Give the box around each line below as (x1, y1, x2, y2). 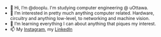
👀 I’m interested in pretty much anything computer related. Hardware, (10, 10, 154, 16)
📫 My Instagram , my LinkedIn (10, 26, 73, 32)
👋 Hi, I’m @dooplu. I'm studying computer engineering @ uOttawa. (10, 5, 149, 10)
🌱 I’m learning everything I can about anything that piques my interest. (10, 20, 156, 26)
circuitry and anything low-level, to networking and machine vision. (10, 15, 150, 21)
